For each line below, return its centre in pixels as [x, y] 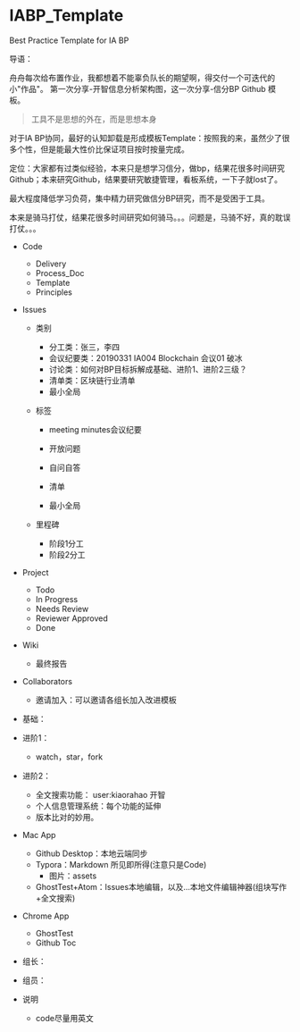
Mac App [39, 835]
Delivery [51, 264]
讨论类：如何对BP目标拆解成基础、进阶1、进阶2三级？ [148, 369]
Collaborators [47, 681]
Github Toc [56, 943]
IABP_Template [67, 16]
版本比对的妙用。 [67, 817]
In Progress [57, 599]
